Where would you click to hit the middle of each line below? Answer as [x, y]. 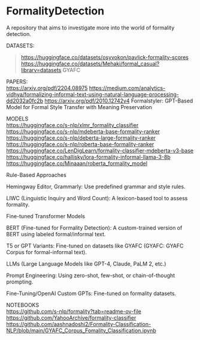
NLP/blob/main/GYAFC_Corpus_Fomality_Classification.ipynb [81, 330]
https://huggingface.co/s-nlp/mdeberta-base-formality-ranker [83, 131]
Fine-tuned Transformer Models [46, 216]
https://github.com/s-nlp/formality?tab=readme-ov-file [74, 311]
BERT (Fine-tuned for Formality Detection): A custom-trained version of [94, 228]
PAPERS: [17, 82]
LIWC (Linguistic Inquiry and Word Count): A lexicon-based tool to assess [97, 198]
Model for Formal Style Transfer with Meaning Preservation [79, 107]
